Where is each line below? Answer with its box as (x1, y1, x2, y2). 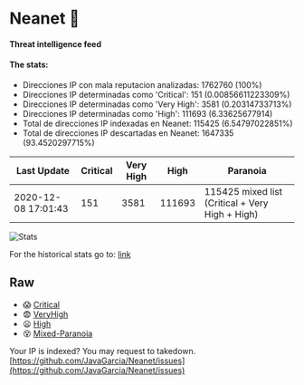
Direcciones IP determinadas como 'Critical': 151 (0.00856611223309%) (22, 89, 290, 100)
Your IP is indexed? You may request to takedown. (9, 345, 196, 356)
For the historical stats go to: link (9, 248, 131, 259)
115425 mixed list (204, 185, 283, 197)
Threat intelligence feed (9, 38, 102, 49)
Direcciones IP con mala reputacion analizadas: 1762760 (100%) (22, 79, 262, 90)
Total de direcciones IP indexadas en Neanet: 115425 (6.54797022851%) (22, 118, 293, 129)
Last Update (16, 164, 71, 177)
